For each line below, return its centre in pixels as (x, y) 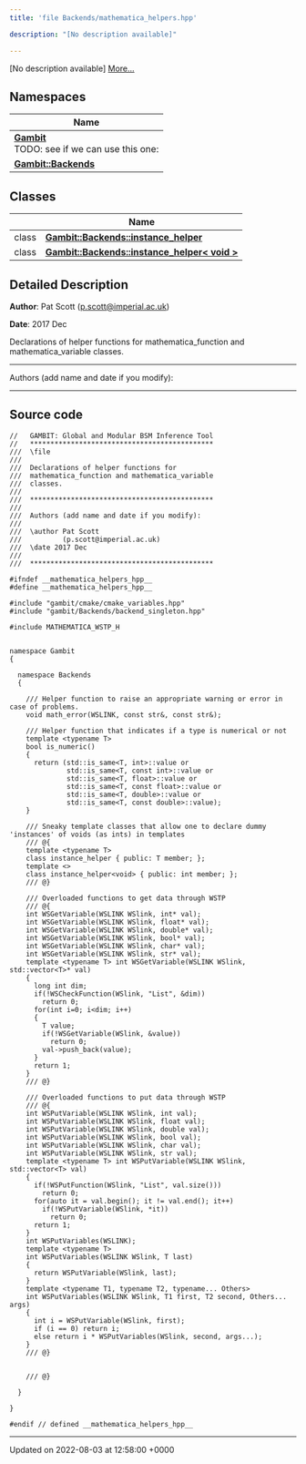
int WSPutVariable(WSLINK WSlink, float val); (116, 1121)
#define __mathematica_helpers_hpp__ (81, 587)
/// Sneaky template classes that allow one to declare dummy (146, 826)
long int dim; (61, 986)
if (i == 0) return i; (76, 1328)
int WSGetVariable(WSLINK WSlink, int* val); (114, 914)
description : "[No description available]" (93, 34)
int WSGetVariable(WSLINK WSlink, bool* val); (116, 938)
